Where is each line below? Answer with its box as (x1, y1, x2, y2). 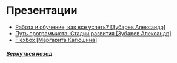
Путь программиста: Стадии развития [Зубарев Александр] (15, 29, 172, 37)
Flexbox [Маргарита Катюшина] (15, 36, 98, 43)
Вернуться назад (6, 50, 53, 57)
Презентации (6, 4, 78, 17)
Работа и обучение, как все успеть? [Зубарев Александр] (15, 23, 165, 31)
